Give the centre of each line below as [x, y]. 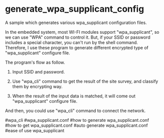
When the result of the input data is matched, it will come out [74, 96]
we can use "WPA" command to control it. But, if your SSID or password [78, 37]
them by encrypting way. [37, 86]
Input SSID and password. [39, 71]
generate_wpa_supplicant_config [75, 9]
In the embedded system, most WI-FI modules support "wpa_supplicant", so [82, 32]
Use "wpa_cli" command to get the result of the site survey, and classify [85, 81]
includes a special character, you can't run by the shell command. [72, 42]
